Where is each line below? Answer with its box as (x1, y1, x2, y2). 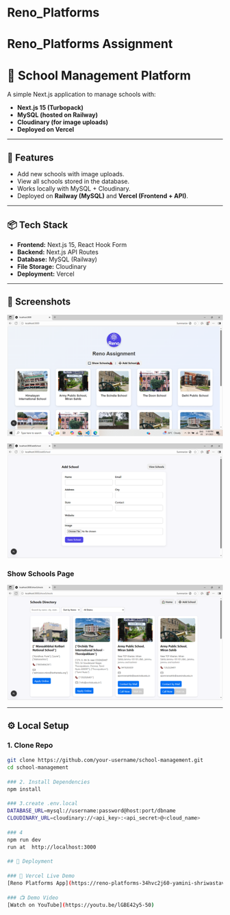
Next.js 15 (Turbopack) (16, 104, 84, 112)
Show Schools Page (7, 569, 75, 578)
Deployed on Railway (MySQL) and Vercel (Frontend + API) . (16, 192, 188, 200)
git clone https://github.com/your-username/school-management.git (7, 757, 204, 764)
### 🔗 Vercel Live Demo (7, 872, 75, 879)
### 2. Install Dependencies (7, 779, 90, 785)
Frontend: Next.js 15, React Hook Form (16, 240, 127, 248)
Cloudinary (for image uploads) (16, 118, 108, 126)
